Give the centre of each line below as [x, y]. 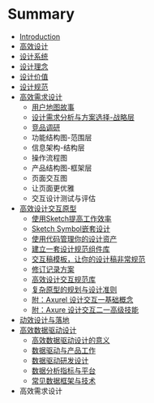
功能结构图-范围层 [62, 137]
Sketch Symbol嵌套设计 [71, 229]
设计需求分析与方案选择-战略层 [83, 117]
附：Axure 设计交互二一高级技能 [85, 310]
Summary [41, 14]
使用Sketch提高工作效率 [71, 218]
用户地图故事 [53, 107]
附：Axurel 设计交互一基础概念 [82, 299]
